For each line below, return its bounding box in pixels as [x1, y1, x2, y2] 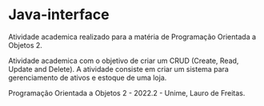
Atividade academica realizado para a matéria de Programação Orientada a [8, 32, 257, 41]
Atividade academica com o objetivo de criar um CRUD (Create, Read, [8, 56, 239, 65]
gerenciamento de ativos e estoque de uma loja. [8, 73, 167, 82]
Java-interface [8, 6, 110, 24]
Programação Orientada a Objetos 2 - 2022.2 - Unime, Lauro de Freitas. [8, 88, 246, 97]
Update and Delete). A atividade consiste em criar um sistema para [8, 64, 230, 73]
